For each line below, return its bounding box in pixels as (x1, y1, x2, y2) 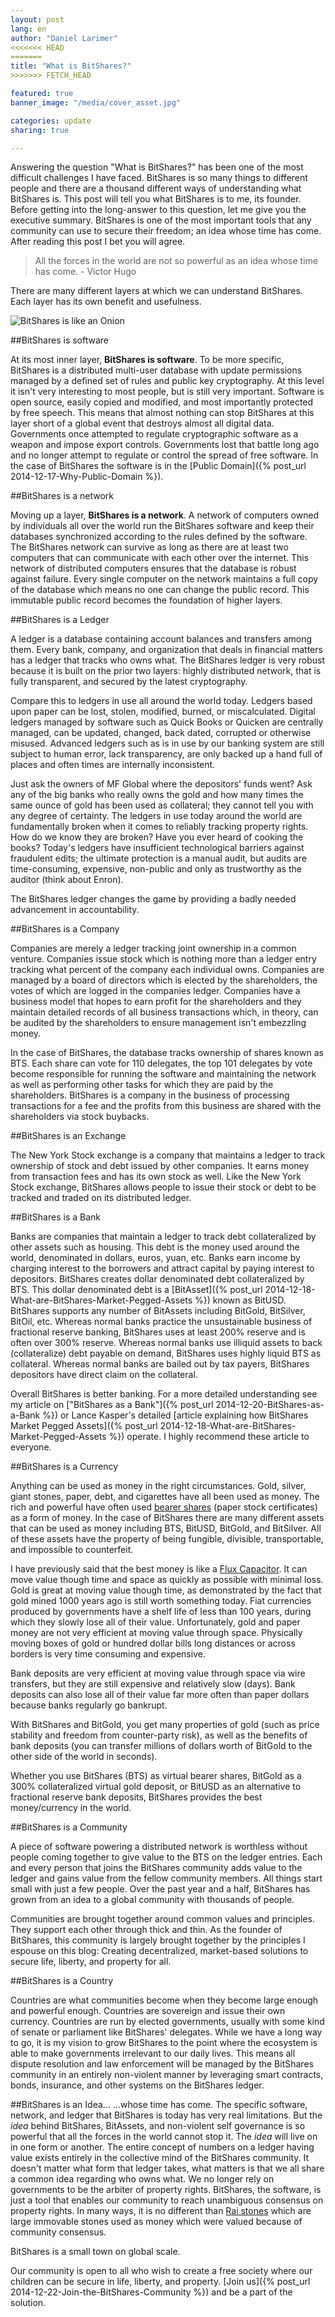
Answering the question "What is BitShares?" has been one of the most (10, 161, 304, 173)
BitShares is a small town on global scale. (10, 2246, 181, 2258)
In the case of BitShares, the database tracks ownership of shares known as (10, 1047, 324, 1059)
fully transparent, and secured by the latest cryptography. (10, 676, 248, 688)
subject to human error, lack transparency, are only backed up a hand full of (10, 748, 323, 760)
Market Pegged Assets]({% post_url (10, 1420, 158, 1432)
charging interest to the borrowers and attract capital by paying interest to (10, 1262, 315, 1275)
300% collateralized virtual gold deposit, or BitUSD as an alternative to (10, 1781, 302, 1793)
